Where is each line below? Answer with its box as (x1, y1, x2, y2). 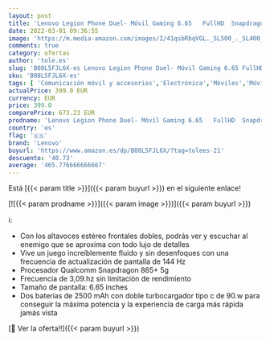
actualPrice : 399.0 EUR (8, 86, 88, 95)
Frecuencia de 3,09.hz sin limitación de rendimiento (19, 274, 191, 284)
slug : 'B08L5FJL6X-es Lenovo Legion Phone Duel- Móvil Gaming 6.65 (8, 64, 239, 72)
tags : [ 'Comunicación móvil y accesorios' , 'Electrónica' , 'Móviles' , (8, 79, 247, 87)
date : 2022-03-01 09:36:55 (8, 27, 99, 35)
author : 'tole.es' (8, 57, 70, 65)
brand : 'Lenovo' (8, 138, 63, 147)
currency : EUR (8, 94, 56, 102)
